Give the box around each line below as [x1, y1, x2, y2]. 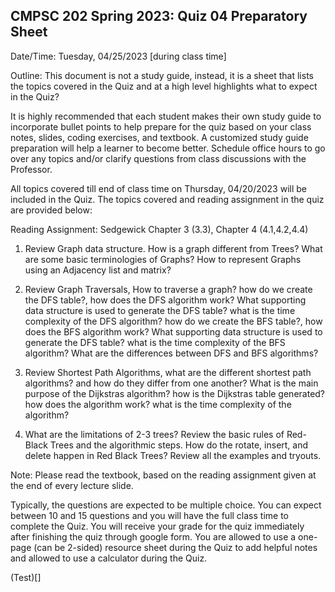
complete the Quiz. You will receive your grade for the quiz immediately [10, 520, 305, 532]
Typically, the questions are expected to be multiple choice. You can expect [10, 499, 322, 511]
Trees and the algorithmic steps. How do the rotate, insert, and [49, 439, 309, 451]
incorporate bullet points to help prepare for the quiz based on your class [10, 120, 312, 133]
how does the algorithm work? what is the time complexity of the [24, 398, 292, 410]
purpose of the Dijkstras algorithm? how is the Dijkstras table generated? [24, 387, 326, 399]
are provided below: [10, 204, 93, 216]
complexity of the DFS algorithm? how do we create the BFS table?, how [24, 315, 323, 327]
